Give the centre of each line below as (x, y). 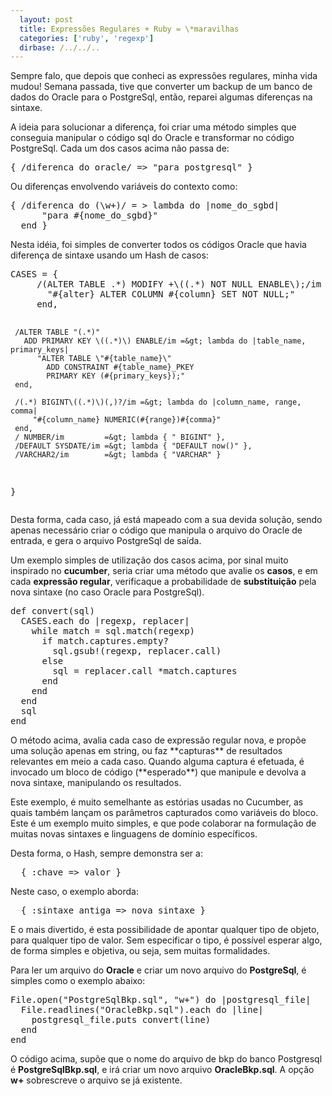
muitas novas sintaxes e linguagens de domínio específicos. (134, 834)
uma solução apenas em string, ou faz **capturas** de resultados (146, 751)
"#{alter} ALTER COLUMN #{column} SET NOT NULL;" (171, 294)
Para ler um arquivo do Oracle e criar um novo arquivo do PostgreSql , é (158, 970)
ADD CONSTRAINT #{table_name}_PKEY (120, 367)
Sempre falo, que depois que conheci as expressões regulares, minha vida (164, 76)
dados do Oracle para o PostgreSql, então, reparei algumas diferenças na (161, 97)
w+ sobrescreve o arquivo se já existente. (96, 1080)
